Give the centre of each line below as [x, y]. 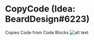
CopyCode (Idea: [40, 9]
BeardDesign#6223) [47, 19]
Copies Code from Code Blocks [37, 32]
